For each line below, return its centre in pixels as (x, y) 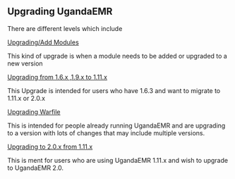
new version (25, 63)
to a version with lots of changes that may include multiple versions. (106, 132)
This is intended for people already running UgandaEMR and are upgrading (116, 125)
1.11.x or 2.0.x (26, 98)
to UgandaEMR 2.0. (36, 168)
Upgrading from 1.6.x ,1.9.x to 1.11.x (58, 77)
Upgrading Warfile (34, 111)
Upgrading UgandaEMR (60, 12)
